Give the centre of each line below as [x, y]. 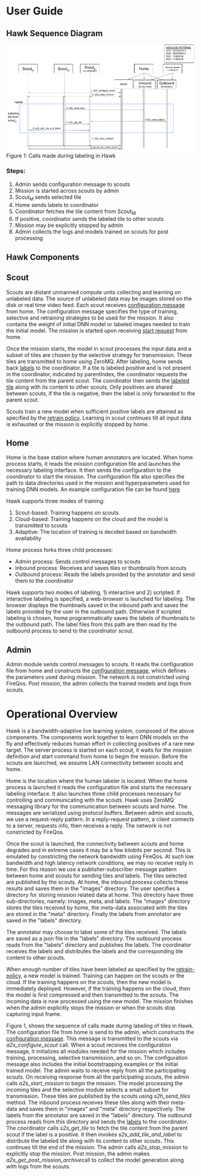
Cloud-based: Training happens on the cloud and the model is [91, 519]
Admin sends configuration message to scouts [72, 184]
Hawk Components [43, 257]
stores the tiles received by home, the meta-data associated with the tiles [97, 908]
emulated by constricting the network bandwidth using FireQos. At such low [100, 856]
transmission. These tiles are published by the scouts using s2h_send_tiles [98, 1096]
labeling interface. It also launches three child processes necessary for [94, 794]
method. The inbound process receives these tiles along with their [88, 1103]
